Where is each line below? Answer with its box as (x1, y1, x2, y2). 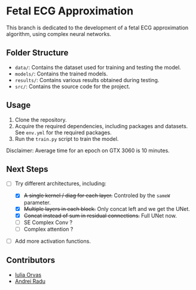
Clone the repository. (14, 116, 67, 123)
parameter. (23, 199, 51, 206)
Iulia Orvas (14, 271, 42, 278)
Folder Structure (6, 48, 69, 58)
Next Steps (6, 164, 48, 174)
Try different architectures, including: (14, 180, 106, 187)
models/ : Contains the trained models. (14, 70, 108, 77)
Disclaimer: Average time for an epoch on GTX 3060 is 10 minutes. (6, 147, 170, 154)
